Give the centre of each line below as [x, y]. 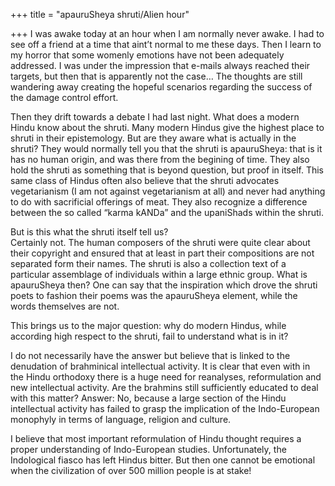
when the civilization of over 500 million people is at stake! [131, 470]
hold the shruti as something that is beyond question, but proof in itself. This [167, 170]
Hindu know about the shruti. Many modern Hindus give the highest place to [167, 127]
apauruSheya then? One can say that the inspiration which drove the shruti [164, 285]
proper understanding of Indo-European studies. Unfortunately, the [148, 449]
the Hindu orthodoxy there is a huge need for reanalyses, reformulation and [166, 377]
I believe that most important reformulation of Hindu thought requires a [156, 438]
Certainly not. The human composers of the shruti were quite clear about [160, 242]
